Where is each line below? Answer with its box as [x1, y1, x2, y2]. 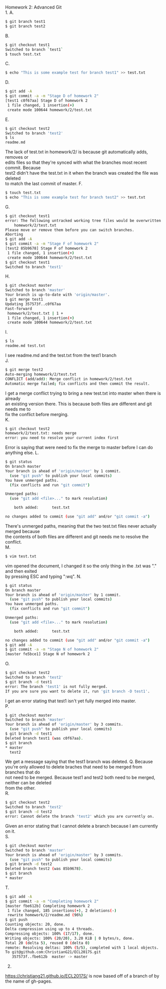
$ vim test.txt [5, 553, 37, 559]
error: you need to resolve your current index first [5, 436, 119, 440]
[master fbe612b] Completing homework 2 [5, 903, 90, 908]
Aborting [5, 232, 23, 237]
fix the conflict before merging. [5, 411, 69, 417]
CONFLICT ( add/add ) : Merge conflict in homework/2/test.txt [5, 376, 133, 381]
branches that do [5, 769, 40, 775]
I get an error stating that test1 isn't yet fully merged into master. [5, 698, 137, 704]
